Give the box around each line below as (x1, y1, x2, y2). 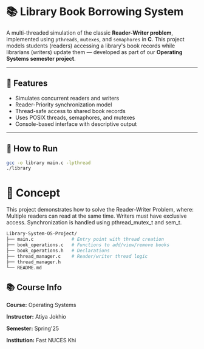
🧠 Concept (6, 186, 61, 199)
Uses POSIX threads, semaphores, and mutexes (15, 114, 135, 121)
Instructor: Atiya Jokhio (6, 313, 67, 320)
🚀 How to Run (6, 143, 58, 154)
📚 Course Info (6, 282, 63, 292)
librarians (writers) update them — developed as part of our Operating (6, 48, 183, 55)
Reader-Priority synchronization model (15, 101, 112, 108)
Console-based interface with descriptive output (15, 120, 137, 128)
